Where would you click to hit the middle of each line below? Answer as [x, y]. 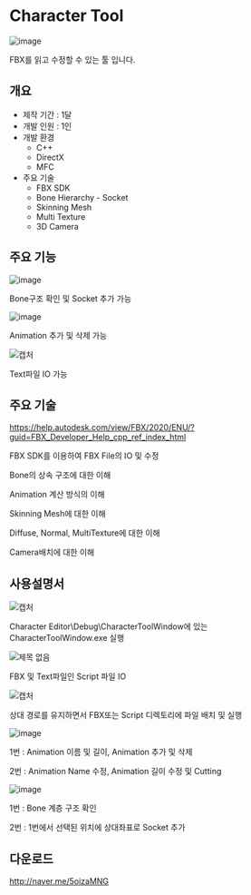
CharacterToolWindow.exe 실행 [67, 638]
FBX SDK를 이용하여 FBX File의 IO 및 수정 [84, 456]
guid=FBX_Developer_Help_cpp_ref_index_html [98, 438]
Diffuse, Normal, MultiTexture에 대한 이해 [85, 533]
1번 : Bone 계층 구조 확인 [53, 808]
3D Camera [57, 226]
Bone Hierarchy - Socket [82, 197]
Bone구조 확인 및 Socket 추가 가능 [71, 298]
